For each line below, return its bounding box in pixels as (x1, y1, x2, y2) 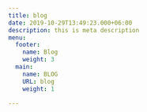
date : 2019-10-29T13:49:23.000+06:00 (8, 19, 133, 27)
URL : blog (22, 77, 55, 85)
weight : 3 (22, 56, 55, 64)
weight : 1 (22, 84, 55, 93)
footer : (15, 41, 41, 49)
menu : (8, 33, 26, 42)
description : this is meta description (8, 26, 140, 34)
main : (15, 63, 34, 71)
